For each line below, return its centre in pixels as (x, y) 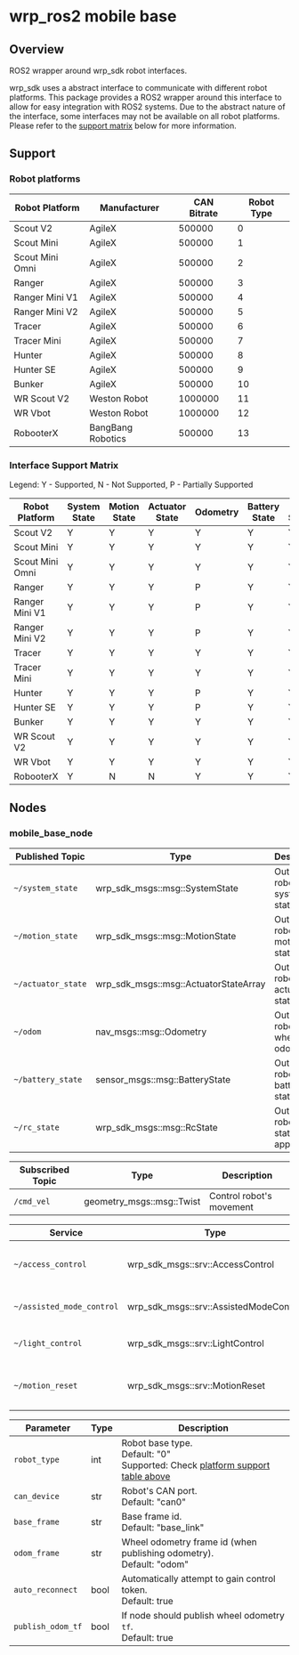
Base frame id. (152, 1516)
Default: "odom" (155, 1564)
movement (231, 1206)
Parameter (48, 1428)
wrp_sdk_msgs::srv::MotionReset (196, 1385)
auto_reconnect (46, 1590)
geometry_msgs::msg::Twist (142, 1201)
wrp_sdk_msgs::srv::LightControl (196, 1343)
